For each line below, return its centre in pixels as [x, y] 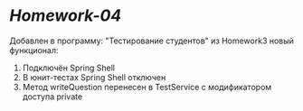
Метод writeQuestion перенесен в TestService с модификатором [147, 87]
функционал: [34, 50]
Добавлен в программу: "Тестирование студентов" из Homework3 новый [151, 41]
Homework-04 [66, 16]
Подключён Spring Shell [69, 68]
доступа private [52, 97]
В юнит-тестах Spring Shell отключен [94, 77]
